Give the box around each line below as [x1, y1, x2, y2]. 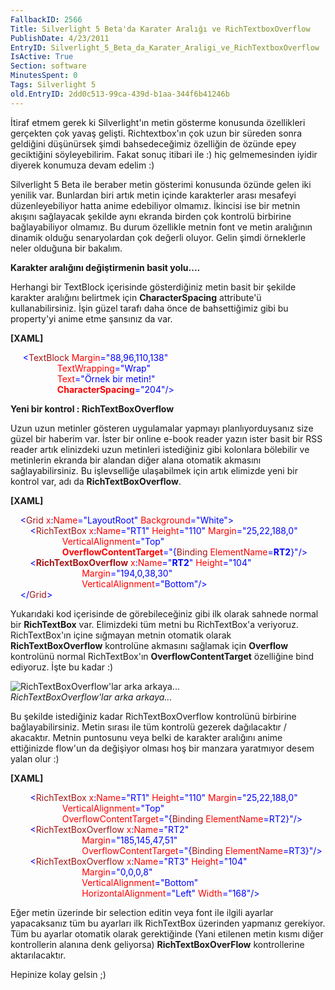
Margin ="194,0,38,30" [81, 567, 173, 579]
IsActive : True [10, 52, 74, 62]
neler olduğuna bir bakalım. [10, 242, 123, 254]
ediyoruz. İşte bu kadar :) [10, 661, 114, 673]
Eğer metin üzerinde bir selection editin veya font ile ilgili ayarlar [10, 906, 274, 918]
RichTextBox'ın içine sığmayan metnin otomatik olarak [10, 629, 232, 641]
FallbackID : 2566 [10, 14, 83, 25]
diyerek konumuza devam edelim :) [10, 159, 155, 171]
